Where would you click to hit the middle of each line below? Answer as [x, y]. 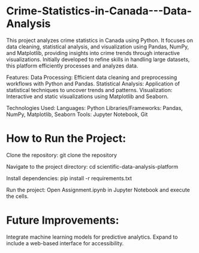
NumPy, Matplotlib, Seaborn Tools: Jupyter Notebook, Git [77, 114]
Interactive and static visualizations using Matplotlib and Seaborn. [88, 96]
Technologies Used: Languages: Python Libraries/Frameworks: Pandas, [94, 108]
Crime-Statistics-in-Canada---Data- [99, 11]
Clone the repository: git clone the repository [62, 155]
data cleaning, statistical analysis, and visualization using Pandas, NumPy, [98, 47]
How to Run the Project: [66, 138]
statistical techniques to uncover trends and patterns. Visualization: [89, 90]
